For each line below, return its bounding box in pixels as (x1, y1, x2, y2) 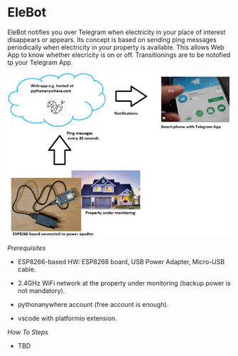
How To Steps (7, 328, 48, 336)
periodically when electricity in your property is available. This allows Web (7, 43, 225, 51)
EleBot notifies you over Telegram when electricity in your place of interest (7, 28, 226, 36)
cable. (17, 265, 36, 273)
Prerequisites (7, 244, 46, 252)
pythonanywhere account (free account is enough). (17, 300, 169, 308)
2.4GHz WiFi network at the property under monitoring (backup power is (17, 278, 231, 287)
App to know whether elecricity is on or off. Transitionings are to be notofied (7, 51, 231, 59)
